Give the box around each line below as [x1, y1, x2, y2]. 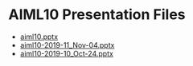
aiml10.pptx [19, 32, 59, 41]
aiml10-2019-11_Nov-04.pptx [19, 40, 115, 49]
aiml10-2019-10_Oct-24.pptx [19, 49, 114, 58]
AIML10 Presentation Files [8, 6, 187, 24]
